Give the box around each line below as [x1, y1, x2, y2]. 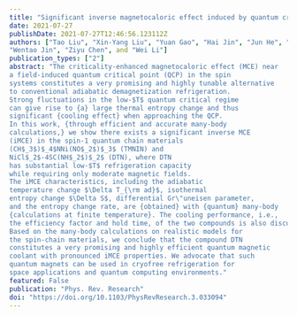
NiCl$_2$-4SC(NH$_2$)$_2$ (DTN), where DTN [9, 152, 172, 162]
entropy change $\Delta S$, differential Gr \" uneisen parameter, [9, 194, 255, 204]
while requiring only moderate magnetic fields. [9, 169, 192, 178]
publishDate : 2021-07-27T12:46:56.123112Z [9, 29, 168, 38]
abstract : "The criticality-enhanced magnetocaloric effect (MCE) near [9, 63, 278, 72]
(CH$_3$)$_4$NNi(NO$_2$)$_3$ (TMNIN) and [9, 144, 164, 153]
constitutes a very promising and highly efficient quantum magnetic [9, 243, 271, 252]
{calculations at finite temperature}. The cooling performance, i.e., [9, 210, 278, 220]
